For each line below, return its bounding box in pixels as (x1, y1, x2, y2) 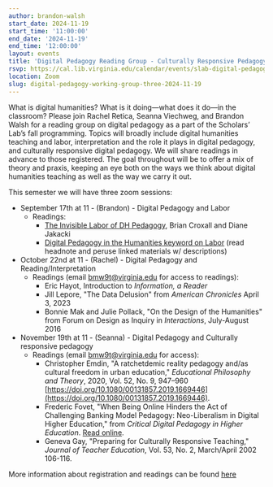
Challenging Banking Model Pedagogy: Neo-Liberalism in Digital (44, 410, 259, 420)
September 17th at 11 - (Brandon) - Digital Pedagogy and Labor (19, 202, 230, 212)
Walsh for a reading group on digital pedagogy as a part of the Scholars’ (8, 120, 250, 129)
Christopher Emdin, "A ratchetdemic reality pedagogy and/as (44, 359, 249, 368)
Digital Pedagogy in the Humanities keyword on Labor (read (44, 237, 245, 247)
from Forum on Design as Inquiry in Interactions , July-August (44, 315, 249, 325)
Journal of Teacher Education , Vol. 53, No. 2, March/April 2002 (44, 445, 258, 454)
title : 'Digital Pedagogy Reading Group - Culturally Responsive (8, 58, 234, 66)
